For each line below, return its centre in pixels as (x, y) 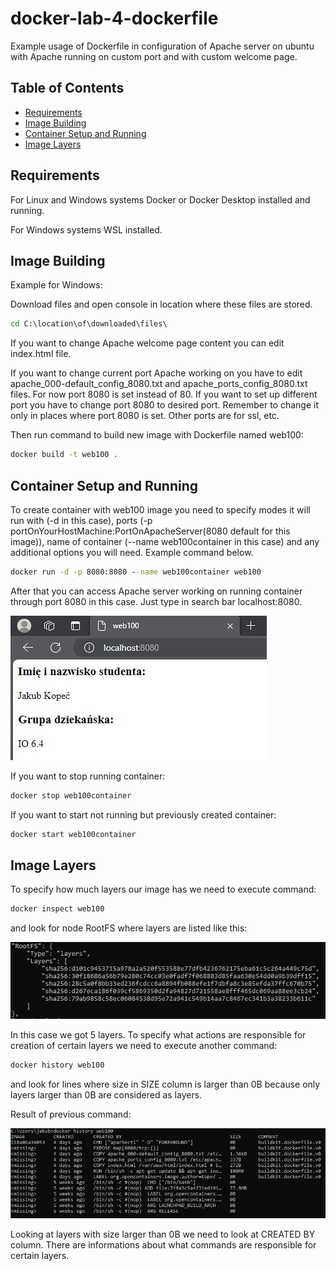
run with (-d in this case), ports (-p (81, 520)
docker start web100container (73, 834)
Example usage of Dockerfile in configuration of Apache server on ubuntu (162, 46)
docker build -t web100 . (64, 455)
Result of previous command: (71, 1114)
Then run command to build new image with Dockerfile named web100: (157, 435)
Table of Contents (67, 88)
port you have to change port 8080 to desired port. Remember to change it (165, 405)
